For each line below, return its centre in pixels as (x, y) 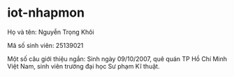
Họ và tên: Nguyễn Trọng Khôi (51, 32)
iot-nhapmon (46, 13)
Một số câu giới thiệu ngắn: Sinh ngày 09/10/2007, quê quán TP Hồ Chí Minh (117, 59)
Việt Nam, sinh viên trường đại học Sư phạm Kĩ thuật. (83, 66)
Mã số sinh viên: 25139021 (45, 45)
